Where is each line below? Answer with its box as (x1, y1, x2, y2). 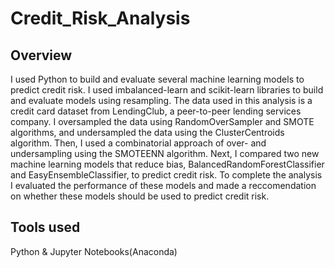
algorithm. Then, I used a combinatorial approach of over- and (10, 137, 267, 149)
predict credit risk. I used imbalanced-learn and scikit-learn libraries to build (10, 84, 324, 96)
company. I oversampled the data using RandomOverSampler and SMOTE (10, 116, 315, 127)
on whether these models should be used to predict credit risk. (10, 190, 270, 202)
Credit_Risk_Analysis (10, 7, 191, 30)
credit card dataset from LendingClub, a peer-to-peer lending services (10, 105, 302, 117)
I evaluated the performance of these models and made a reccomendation (10, 180, 317, 191)
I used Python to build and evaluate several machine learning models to (10, 73, 305, 85)
